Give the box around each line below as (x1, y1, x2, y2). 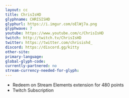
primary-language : (5, 54, 43, 59)
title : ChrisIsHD (5, 12, 41, 17)
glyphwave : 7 (5, 26, 32, 31)
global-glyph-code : (5, 59, 46, 64)
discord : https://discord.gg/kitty (5, 45, 79, 50)
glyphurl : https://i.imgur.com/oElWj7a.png (5, 21, 97, 27)
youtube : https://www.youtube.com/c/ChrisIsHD (5, 31, 104, 36)
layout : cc (5, 7, 28, 13)
